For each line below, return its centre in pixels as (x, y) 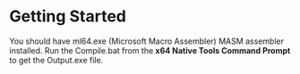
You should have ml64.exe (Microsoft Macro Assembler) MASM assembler (147, 41)
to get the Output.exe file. (56, 60)
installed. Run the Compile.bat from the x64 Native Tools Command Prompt (150, 50)
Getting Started (68, 16)
